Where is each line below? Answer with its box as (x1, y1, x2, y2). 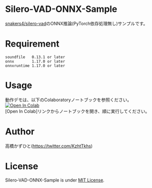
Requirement (5, 38, 59, 50)
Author (5, 126, 35, 137)
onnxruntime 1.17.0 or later (5, 63, 65, 68)
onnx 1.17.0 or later (5, 59, 65, 64)
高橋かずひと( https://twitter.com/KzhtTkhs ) (5, 143, 93, 149)
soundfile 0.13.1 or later (5, 55, 65, 60)
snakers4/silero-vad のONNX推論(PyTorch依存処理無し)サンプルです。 (5, 20, 148, 26)
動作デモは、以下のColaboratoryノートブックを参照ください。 (5, 97, 132, 103)
